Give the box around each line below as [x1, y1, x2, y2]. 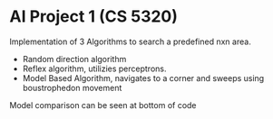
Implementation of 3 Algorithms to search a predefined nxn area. [9, 36, 251, 47]
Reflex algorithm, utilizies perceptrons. [22, 63, 167, 74]
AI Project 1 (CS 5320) [9, 6, 179, 27]
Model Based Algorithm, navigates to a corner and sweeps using [22, 72, 265, 83]
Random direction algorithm [22, 53, 127, 64]
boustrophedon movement [22, 82, 122, 93]
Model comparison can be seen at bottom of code [9, 99, 197, 110]
